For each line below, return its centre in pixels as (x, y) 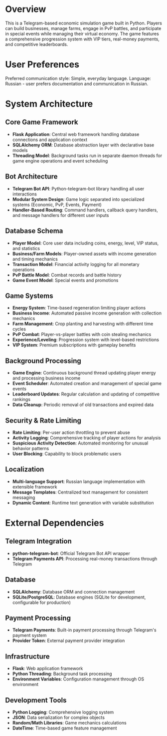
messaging (24, 497)
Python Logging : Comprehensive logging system (63, 712)
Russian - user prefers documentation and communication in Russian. (77, 83)
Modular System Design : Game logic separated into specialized (78, 199)
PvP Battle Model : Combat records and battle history (67, 275)
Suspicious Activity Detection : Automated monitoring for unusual (80, 443)
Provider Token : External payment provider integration (69, 640)
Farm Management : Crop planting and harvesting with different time (83, 324)
